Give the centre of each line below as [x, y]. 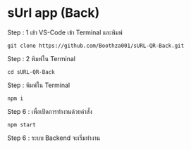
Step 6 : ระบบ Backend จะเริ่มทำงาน [54, 138]
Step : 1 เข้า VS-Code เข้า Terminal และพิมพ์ [65, 32]
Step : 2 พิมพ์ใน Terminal [42, 58]
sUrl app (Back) [54, 13]
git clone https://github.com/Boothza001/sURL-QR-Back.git [96, 46]
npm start [22, 124]
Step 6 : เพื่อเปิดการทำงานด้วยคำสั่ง [50, 111]
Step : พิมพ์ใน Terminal [39, 85]
